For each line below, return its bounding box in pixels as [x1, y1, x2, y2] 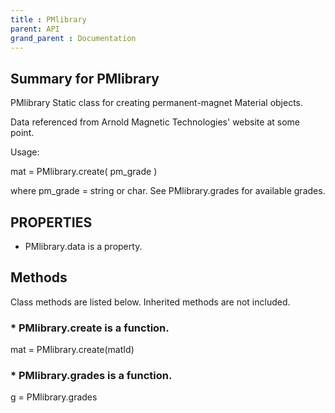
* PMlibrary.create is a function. [10, 321, 170, 335]
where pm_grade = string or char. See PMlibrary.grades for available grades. [10, 185, 326, 197]
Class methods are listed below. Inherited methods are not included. [10, 296, 291, 308]
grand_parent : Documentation [10, 33, 137, 43]
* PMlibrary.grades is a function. [10, 369, 173, 383]
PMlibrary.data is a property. [24, 241, 143, 252]
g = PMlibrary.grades [10, 391, 98, 403]
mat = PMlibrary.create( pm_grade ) [10, 166, 158, 178]
